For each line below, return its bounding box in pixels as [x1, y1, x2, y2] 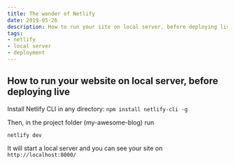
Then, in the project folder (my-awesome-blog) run [7, 118, 155, 127]
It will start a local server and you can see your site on [7, 144, 163, 152]
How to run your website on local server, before [7, 75, 219, 87]
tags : [7, 29, 23, 37]
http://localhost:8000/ [7, 151, 77, 158]
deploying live [7, 86, 70, 98]
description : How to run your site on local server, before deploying [7, 23, 218, 30]
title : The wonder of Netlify [7, 10, 96, 17]
